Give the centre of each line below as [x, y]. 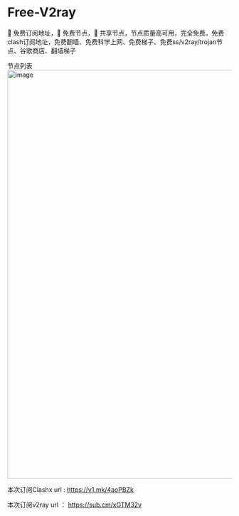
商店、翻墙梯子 [54, 50]
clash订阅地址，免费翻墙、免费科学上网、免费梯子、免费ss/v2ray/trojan [112, 42]
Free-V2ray [42, 12]
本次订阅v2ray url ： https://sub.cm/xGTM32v [75, 505]
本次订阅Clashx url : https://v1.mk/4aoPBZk [70, 489]
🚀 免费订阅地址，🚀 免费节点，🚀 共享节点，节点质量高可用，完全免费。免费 [116, 33]
